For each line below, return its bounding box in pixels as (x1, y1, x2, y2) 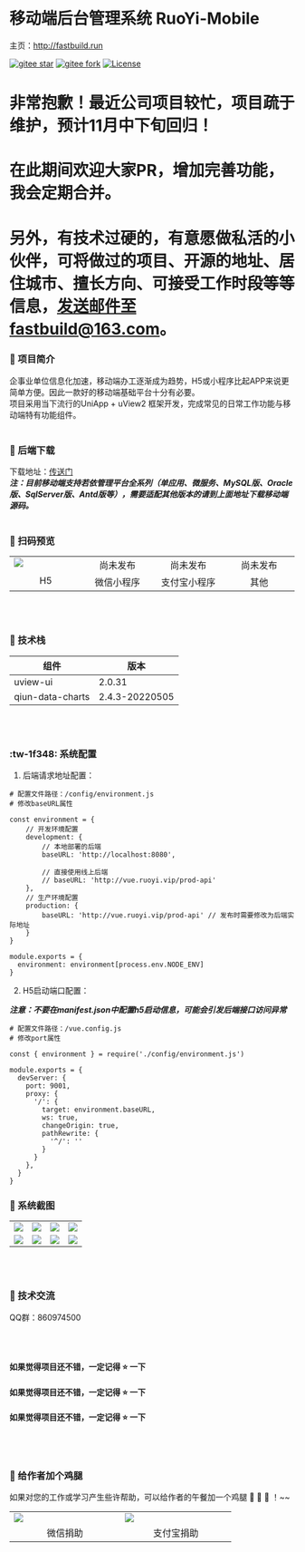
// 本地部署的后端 (42, 842, 101, 851)
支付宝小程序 (160, 577, 215, 589)
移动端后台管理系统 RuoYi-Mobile (9, 8, 260, 29)
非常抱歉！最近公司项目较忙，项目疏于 (9, 92, 296, 113)
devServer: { (17, 1073, 67, 1082)
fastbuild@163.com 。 (9, 318, 176, 339)
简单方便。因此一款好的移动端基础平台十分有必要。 (9, 386, 200, 397)
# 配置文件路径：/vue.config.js (9, 1023, 122, 1033)
